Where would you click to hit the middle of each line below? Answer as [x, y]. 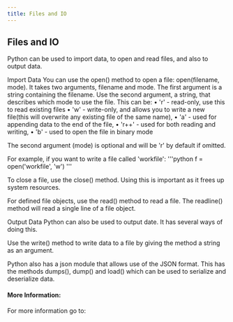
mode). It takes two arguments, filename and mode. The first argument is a [115, 87]
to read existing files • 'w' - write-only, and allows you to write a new [106, 110]
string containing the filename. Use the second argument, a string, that [109, 94]
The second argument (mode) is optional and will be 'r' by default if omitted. [116, 146]
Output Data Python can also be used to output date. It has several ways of [115, 222]
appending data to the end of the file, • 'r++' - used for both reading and [112, 125]
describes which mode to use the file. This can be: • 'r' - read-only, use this [116, 102]
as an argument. [31, 251]
